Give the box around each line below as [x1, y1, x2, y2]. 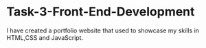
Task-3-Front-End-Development [6, 4, 195, 20]
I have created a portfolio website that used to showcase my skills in [6, 26, 200, 34]
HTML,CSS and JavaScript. [6, 33, 84, 41]
